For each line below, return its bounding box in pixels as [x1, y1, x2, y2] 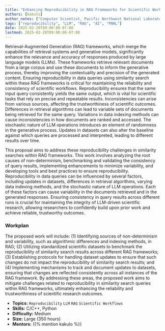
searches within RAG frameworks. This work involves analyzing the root [5, 152, 151, 158]
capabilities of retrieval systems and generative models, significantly [5, 49, 144, 55]
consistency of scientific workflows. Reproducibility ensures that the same [5, 86, 156, 91]
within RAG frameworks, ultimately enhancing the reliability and [5, 286, 134, 292]
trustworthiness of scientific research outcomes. [5, 291, 104, 297]
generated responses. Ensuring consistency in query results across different [5, 194, 160, 200]
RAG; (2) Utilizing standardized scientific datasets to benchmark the [5, 244, 142, 250]
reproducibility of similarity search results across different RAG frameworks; [5, 249, 159, 255]
